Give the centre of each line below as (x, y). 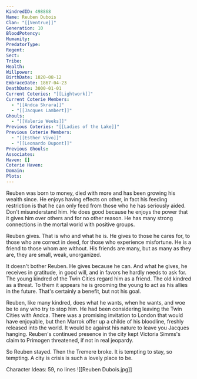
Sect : (13, 55)
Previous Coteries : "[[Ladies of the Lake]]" (63, 127)
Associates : (21, 154)
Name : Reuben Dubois (31, 17)
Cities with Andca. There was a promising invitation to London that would (95, 315)
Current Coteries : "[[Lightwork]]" (50, 94)
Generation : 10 (25, 28)
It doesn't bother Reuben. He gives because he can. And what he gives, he (97, 266)
